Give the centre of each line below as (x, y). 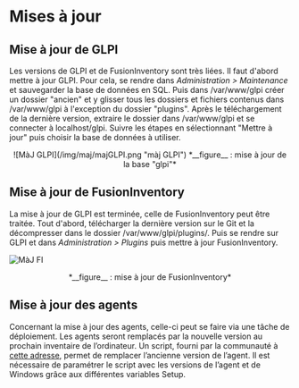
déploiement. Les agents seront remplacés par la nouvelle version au (136, 336)
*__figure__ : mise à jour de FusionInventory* (150, 277)
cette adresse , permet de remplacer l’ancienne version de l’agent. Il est (140, 355)
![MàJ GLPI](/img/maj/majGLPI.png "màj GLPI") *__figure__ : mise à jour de (150, 155)
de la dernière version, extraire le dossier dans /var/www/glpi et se (132, 118)
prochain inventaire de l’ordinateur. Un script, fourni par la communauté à (144, 345)
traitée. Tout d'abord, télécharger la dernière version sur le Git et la (132, 223)
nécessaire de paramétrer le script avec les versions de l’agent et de (135, 365)
